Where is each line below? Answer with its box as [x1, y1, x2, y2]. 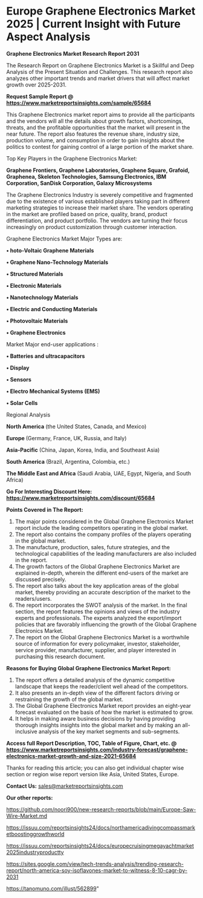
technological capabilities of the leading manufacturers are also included [14, 550, 196, 557]
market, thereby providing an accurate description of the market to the [14, 589, 191, 596]
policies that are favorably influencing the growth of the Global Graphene [14, 621, 197, 628]
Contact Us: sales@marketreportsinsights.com [6, 782, 124, 790]
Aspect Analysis [6, 30, 91, 44]
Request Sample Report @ [6, 93, 74, 100]
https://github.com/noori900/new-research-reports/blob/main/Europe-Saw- [6, 805, 196, 813]
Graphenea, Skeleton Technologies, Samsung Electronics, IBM [6, 173, 167, 180]
